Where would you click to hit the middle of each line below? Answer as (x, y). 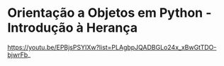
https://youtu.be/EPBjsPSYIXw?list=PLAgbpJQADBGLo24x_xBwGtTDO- (112, 47)
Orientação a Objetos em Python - (110, 13)
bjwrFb (18, 55)
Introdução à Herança (73, 28)
